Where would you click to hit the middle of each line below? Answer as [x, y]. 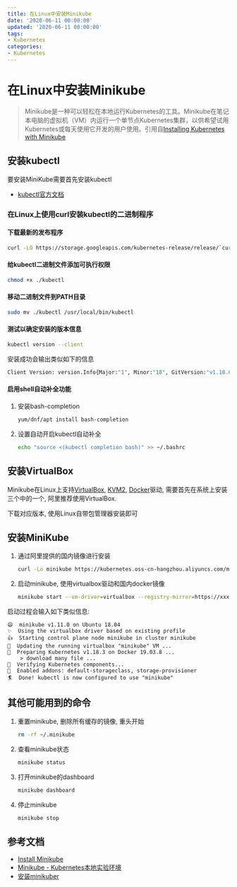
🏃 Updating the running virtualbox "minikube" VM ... [90, 646]
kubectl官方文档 [41, 194]
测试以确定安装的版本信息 [44, 329]
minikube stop [38, 818]
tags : [15, 34]
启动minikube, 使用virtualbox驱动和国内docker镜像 [91, 584]
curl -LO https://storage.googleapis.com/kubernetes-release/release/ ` [115, 248]
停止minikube [37, 804]
